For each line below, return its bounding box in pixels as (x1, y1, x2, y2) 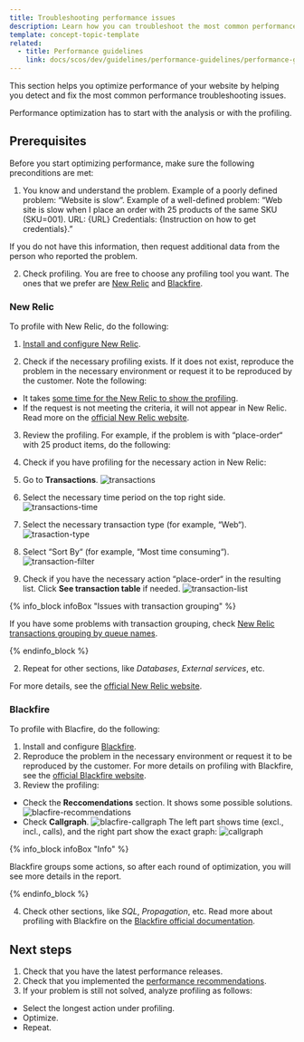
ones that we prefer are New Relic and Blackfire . (22, 277, 204, 288)
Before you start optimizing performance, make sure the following (9, 158, 255, 169)
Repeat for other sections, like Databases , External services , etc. (22, 663, 265, 674)
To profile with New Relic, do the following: (9, 321, 169, 332)
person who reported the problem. (9, 250, 138, 261)
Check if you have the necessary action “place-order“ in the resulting (22, 574, 281, 584)
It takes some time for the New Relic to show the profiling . (22, 393, 239, 404)
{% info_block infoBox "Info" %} (9, 844, 129, 854)
